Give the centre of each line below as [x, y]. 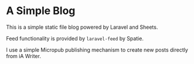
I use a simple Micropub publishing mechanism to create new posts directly [97, 50]
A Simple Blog [41, 11]
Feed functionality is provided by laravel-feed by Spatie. [75, 38]
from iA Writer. [23, 56]
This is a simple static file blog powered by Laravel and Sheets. [82, 27]
